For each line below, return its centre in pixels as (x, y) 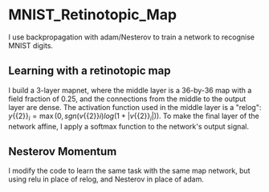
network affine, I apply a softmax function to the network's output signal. (129, 126)
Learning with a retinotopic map (90, 71)
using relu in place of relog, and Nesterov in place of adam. (106, 179)
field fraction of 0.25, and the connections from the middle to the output (127, 99)
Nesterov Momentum (63, 151)
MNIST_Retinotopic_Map (93, 15)
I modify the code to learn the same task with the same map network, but (129, 171)
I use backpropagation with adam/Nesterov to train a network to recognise (132, 37)
